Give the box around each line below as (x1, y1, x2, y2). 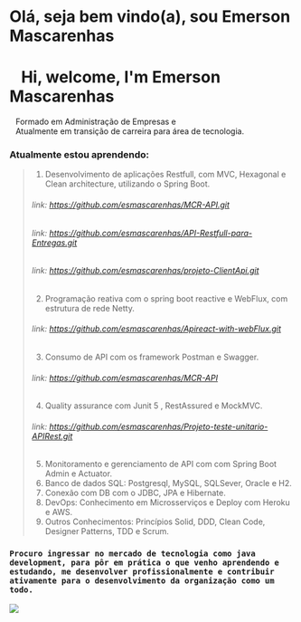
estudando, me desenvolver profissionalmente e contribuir (9, 567, 275, 577)
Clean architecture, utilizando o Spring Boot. (44, 178, 211, 189)
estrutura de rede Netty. (44, 302, 136, 313)
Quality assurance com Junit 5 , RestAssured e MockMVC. (44, 400, 263, 411)
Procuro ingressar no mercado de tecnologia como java (9, 549, 256, 559)
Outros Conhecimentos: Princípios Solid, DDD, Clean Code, (44, 516, 266, 527)
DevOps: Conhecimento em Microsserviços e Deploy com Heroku (44, 497, 291, 508)
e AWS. (44, 507, 73, 518)
